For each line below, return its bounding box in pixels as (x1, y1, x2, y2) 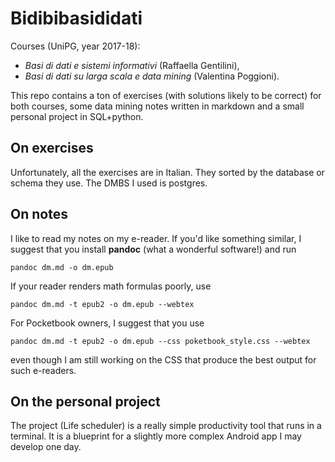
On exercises (10, 140, 94, 157)
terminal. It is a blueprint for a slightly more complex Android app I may (10, 430, 302, 442)
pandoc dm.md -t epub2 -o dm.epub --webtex (10, 299, 195, 309)
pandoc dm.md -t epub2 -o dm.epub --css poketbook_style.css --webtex (10, 336, 311, 346)
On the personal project (10, 393, 161, 410)
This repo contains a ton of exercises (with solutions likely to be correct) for (10, 89, 322, 101)
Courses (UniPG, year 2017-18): (10, 40, 141, 52)
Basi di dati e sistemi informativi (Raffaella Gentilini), (24, 59, 240, 71)
